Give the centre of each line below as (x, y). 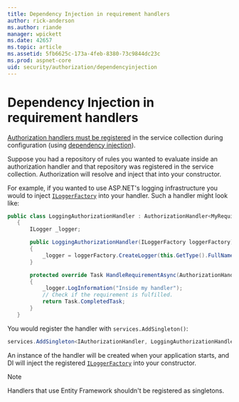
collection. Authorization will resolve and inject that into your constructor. (115, 174)
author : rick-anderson (41, 21)
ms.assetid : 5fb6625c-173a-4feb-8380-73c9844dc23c (84, 54)
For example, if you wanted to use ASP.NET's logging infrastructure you (113, 188)
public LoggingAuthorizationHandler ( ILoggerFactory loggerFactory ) (132, 242)
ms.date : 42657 (30, 41)
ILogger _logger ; (55, 229)
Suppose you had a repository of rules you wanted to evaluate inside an (113, 159)
